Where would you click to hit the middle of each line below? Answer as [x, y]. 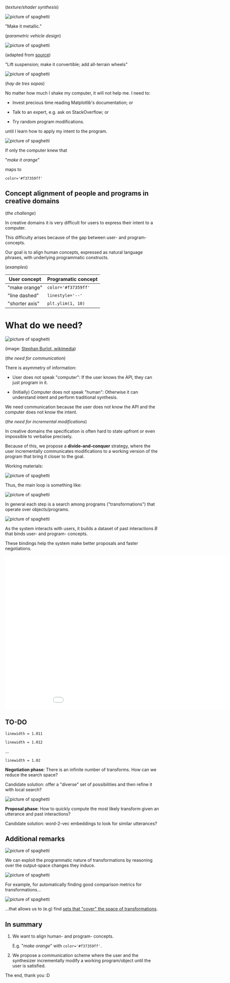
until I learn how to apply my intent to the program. [56, 131]
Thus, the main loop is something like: [43, 485]
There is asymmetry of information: [41, 368]
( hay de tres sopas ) [25, 84]
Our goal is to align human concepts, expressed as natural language [74, 252]
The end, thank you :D [28, 976]
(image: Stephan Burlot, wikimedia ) [41, 348]
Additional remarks [35, 839]
